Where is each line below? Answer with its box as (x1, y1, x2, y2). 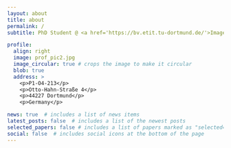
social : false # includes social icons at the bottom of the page (7, 130, 205, 137)
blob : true (13, 66, 45, 74)
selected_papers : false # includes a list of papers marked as (7, 124, 192, 131)
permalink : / (7, 23, 45, 29)
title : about (7, 16, 45, 23)
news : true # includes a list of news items (7, 111, 140, 119)
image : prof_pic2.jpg (13, 54, 76, 62)
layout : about (7, 10, 48, 17)
